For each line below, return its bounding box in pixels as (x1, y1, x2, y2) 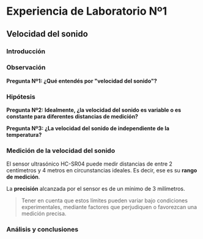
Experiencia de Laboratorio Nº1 (6, 4, 168, 18)
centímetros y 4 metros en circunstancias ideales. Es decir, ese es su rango (6, 167, 197, 174)
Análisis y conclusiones (6, 225, 78, 233)
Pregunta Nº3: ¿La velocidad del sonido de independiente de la (6, 125, 170, 132)
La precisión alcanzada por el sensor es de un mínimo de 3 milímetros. (6, 185, 185, 193)
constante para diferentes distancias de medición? (6, 113, 139, 120)
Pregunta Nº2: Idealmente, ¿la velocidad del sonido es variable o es (6, 106, 182, 114)
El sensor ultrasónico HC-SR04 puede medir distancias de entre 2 (6, 160, 173, 167)
